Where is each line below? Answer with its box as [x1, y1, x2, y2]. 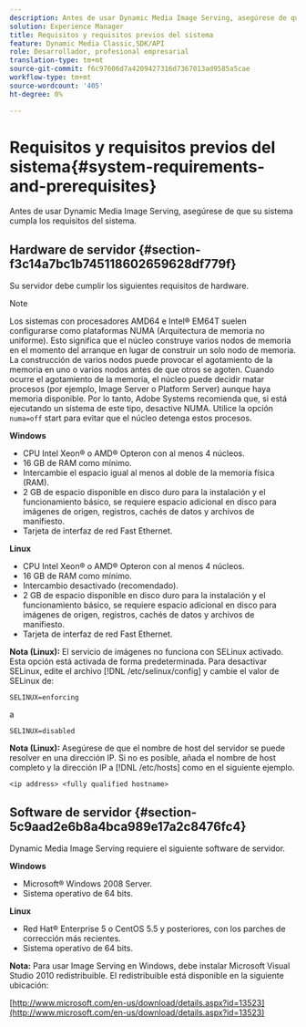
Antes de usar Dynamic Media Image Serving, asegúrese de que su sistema [9, 206, 293, 217]
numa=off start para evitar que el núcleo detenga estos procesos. [9, 412, 252, 424]
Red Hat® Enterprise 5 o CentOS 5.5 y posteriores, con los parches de [22, 923, 286, 935]
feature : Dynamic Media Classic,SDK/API [9, 38, 166, 48]
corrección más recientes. [22, 933, 121, 944]
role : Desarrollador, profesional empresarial [9, 47, 189, 57]
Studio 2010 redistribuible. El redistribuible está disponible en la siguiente [9, 970, 284, 981]
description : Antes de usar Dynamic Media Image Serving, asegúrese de [9, 13, 287, 23]
